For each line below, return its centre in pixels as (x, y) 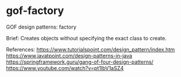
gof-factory (35, 11)
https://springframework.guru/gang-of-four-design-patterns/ (80, 62)
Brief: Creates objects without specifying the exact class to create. (86, 38)
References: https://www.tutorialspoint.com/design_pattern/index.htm (90, 49)
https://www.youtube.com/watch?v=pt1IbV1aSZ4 (65, 68)
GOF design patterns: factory (41, 27)
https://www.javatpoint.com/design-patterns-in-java (69, 55)
